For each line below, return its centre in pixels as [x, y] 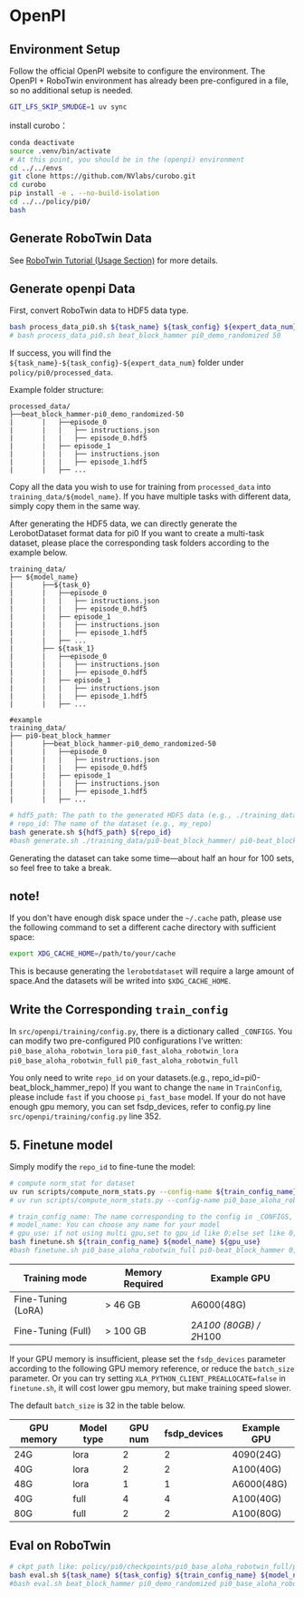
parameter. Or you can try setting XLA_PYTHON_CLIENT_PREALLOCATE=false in [148, 1378]
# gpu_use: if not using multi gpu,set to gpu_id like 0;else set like [147, 1234]
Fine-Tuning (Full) [53, 1330]
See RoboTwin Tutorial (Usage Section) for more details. [114, 260]
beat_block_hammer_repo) [59, 1088]
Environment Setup [65, 49]
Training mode [55, 1278]
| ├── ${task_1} [52, 649]
